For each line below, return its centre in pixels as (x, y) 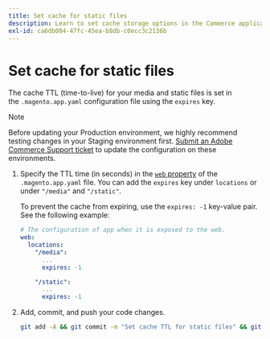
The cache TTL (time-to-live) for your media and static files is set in (120, 93)
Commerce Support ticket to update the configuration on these (112, 150)
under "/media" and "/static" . (71, 191)
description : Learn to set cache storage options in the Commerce (122, 23)
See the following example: (65, 215)
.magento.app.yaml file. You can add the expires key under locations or (138, 183)
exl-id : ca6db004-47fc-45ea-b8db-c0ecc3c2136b (88, 31)
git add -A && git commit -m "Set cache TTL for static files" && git (141, 327)
